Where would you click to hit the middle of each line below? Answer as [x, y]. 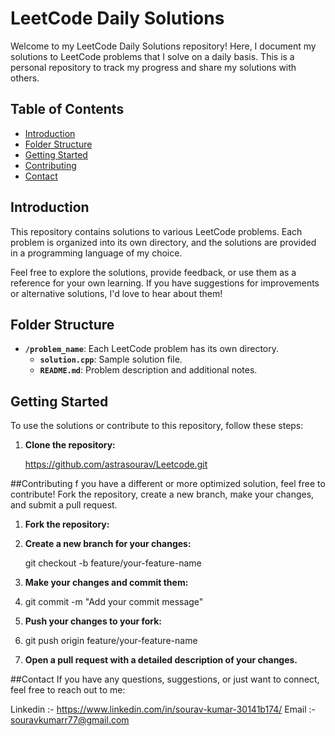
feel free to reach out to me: [68, 690]
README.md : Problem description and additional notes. [148, 370]
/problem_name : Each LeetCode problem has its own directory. [151, 349]
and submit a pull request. [64, 505]
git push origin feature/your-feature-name [111, 641]
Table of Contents [67, 109]
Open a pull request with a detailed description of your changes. [161, 660]
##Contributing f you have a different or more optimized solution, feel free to [168, 484]
